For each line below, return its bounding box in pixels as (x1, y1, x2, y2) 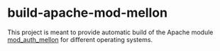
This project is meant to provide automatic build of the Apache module (7, 28, 214, 36)
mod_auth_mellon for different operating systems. (7, 35, 153, 43)
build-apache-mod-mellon (7, 5, 168, 21)
